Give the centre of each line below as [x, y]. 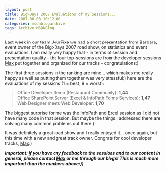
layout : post [19, 10]
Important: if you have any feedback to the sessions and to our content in [83, 153]
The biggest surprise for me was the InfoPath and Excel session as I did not [82, 113]
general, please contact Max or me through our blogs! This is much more [82, 158]
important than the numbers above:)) [44, 164]
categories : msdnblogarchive [35, 23]
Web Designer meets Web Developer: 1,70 [60, 103]
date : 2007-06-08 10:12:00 [33, 19]
